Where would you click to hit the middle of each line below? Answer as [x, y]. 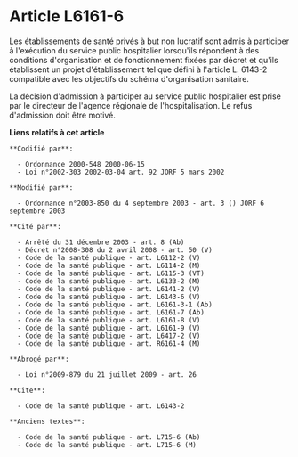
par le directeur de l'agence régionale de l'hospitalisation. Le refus [131, 105]
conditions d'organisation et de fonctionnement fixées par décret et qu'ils [144, 60]
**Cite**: [28, 390]
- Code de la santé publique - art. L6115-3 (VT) [111, 273]
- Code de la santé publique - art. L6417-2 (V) [109, 336]
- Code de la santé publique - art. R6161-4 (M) [109, 343]
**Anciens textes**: [48, 421]
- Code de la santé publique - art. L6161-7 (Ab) [111, 312]
